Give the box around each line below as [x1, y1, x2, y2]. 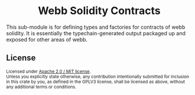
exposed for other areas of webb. [6, 36, 87, 43]
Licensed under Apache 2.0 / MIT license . [6, 69, 92, 74]
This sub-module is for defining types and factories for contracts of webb [6, 23, 186, 30]
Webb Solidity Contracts [38, 4, 161, 18]
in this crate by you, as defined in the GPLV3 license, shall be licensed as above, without [6, 79, 185, 84]
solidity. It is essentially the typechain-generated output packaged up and [6, 29, 186, 36]
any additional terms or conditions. [6, 84, 77, 90]
